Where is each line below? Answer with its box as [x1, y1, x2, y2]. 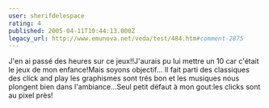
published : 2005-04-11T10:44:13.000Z [8, 27, 136, 35]
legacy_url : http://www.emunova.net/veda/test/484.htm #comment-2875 [8, 34, 244, 43]
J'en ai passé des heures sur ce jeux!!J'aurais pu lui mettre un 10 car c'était [8, 56, 260, 66]
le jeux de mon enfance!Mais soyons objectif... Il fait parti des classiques [8, 65, 250, 75]
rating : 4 [8, 19, 42, 27]
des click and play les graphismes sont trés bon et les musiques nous [8, 73, 240, 83]
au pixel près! [8, 90, 54, 101]
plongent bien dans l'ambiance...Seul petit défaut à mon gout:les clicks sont [8, 82, 261, 92]
